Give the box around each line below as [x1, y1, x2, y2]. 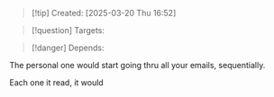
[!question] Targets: [31, 25, 105, 35]
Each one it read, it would [9, 77, 104, 88]
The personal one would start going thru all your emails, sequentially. [9, 60, 266, 70]
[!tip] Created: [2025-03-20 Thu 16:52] [31, 8, 177, 18]
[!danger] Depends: [31, 42, 105, 53]
